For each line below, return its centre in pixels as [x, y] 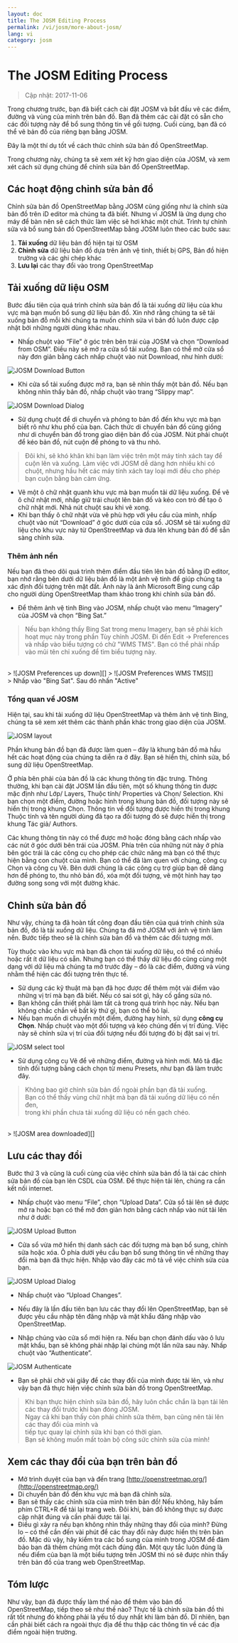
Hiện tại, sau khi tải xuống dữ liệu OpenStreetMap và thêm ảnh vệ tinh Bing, [118, 715]
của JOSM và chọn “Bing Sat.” [62, 615]
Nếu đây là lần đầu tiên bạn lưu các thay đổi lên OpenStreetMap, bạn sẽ [123, 1309]
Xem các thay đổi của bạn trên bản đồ [93, 1462]
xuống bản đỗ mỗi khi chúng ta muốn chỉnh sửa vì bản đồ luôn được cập [113, 320]
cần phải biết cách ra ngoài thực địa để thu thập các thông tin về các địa [114, 1624]
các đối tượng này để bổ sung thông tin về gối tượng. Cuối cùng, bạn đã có [117, 124]
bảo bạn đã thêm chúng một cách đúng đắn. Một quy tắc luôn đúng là [120, 1547]
